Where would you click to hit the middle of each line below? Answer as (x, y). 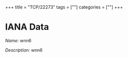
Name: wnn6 (18, 40)
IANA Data (27, 27)
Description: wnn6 (24, 50)
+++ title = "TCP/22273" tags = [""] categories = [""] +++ (64, 7)
